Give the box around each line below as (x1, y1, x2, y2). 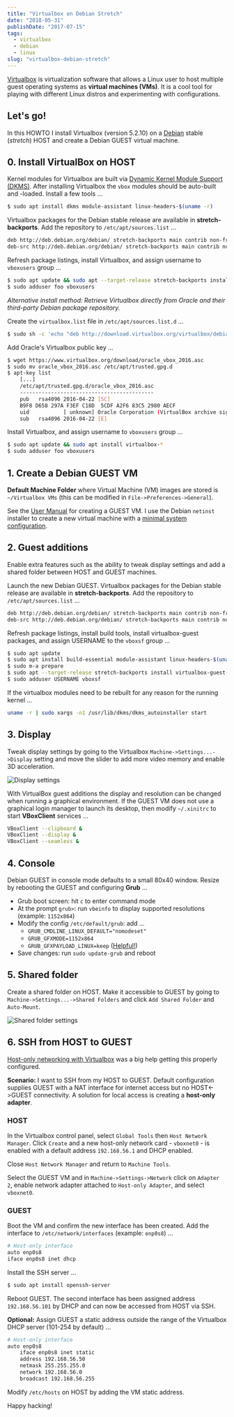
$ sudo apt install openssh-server (7, 1281, 111, 1288)
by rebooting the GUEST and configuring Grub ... (7, 884, 148, 891)
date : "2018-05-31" (7, 17, 64, 24)
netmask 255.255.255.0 (19, 1362, 86, 1369)
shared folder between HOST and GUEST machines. (7, 568, 157, 576)
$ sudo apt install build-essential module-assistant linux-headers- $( (7, 656, 219, 663)
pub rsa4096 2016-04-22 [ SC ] (19, 396, 111, 403)
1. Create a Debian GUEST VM (7, 467, 138, 479)
